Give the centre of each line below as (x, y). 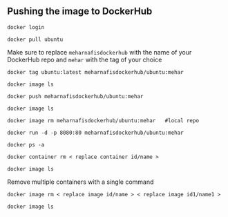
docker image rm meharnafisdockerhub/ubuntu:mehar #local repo (103, 120)
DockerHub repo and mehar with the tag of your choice (85, 59)
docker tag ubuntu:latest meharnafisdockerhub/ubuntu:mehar (96, 72)
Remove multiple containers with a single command (80, 182)
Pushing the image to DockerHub (80, 11)
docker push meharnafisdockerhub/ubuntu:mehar (75, 96)
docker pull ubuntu (35, 39)
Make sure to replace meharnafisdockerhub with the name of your (99, 52)
